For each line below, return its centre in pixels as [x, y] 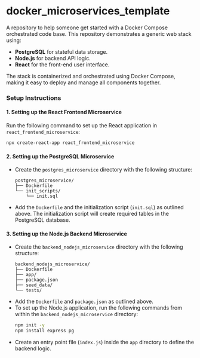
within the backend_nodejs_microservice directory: [76, 314]
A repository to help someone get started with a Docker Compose [87, 27]
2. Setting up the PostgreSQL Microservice [60, 156]
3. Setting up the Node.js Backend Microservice [67, 234]
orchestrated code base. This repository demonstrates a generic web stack [99, 33]
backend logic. [33, 348]
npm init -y [30, 325]
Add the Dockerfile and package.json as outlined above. [84, 302]
